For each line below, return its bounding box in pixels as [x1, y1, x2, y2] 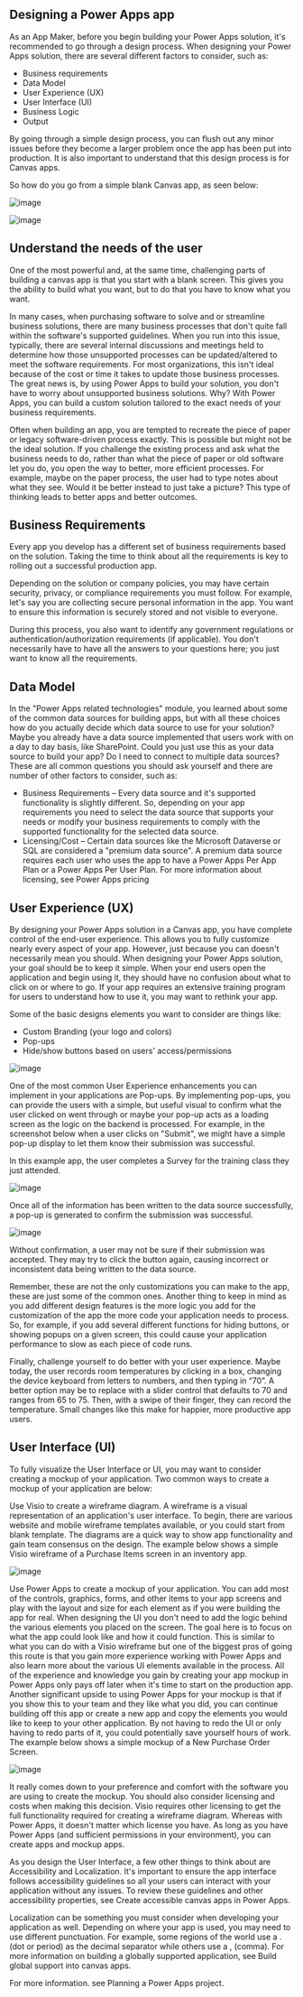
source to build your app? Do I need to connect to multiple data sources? [9, 751, 280, 762]
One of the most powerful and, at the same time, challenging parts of [9, 264, 266, 275]
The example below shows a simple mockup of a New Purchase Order [9, 1736, 271, 1747]
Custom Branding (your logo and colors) [22, 1026, 172, 1037]
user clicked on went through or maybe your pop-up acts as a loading [9, 1109, 269, 1120]
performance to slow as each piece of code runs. [9, 1339, 193, 1350]
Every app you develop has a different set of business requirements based [9, 541, 287, 552]
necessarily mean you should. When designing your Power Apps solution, [9, 953, 283, 964]
